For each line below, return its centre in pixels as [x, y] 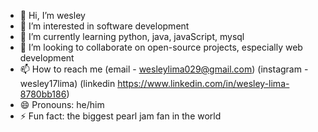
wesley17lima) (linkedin [67, 83]
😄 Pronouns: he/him [62, 104]
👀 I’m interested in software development [104, 26]
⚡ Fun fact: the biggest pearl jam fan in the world [120, 116]
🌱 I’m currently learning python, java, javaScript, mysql [132, 36]
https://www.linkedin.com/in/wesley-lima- [203, 83]
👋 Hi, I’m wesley [52, 15]
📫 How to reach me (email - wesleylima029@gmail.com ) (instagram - [164, 69]
